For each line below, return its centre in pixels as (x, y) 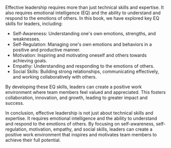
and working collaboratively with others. (55, 77)
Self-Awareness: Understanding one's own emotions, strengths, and (84, 33)
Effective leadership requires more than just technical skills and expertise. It (84, 7)
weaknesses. (26, 39)
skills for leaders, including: (34, 23)
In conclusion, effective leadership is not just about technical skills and (79, 113)
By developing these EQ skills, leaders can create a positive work (74, 87)
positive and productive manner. (46, 50)
